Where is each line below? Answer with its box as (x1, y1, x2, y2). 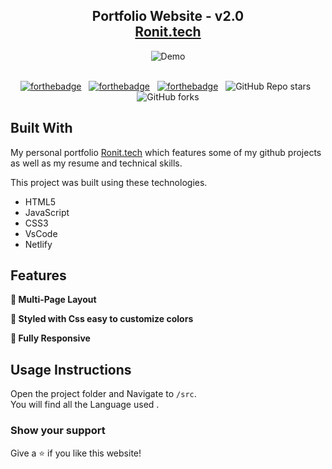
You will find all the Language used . (10, 399, 160, 411)
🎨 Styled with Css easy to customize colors (10, 313, 194, 325)
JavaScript (24, 206, 70, 218)
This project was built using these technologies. (10, 176, 208, 188)
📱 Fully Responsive (10, 332, 91, 344)
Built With (10, 120, 73, 137)
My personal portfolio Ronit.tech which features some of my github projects (10, 146, 322, 158)
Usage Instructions (10, 361, 132, 378)
